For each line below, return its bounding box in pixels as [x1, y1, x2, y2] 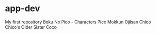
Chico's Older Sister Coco [5, 24, 57, 30]
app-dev [5, 3, 40, 14]
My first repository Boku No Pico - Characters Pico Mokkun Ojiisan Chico [5, 19, 151, 25]
